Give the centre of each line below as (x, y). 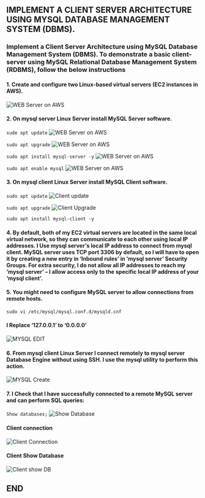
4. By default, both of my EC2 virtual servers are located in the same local (102, 232)
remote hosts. (24, 299)
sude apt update (27, 133)
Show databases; (27, 414)
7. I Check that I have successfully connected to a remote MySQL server (99, 394)
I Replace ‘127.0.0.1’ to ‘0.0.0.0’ (47, 325)
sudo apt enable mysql (35, 168)
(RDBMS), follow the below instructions (66, 70)
